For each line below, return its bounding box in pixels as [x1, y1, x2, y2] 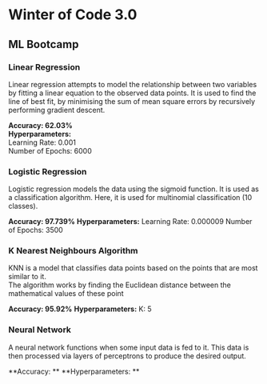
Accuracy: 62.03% [8, 120, 74, 130]
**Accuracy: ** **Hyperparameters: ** [8, 366, 140, 376]
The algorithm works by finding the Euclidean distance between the [8, 280, 232, 290]
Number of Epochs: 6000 [8, 146, 92, 155]
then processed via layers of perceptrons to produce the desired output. [8, 350, 246, 361]
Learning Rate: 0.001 [8, 138, 76, 147]
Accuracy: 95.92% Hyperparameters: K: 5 [8, 304, 152, 314]
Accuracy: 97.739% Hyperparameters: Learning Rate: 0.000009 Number [8, 217, 253, 226]
